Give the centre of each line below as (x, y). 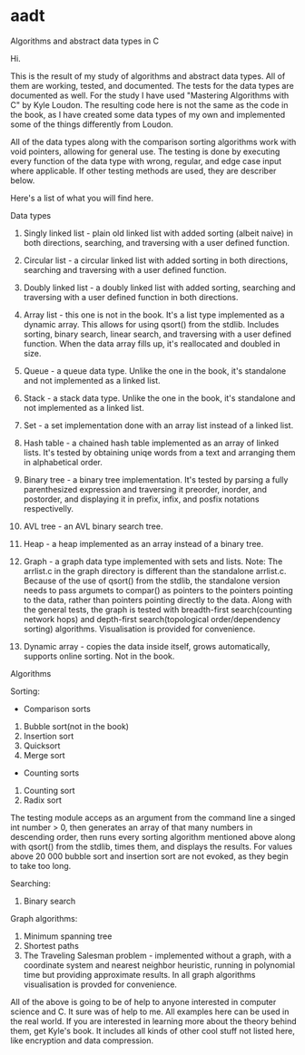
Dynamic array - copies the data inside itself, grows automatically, (147, 646)
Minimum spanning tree (68, 936)
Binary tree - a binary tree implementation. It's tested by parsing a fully (156, 479)
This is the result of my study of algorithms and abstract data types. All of (148, 76)
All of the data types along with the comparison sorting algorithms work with (153, 142)
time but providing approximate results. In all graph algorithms (139, 974)
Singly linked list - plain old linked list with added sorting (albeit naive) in (158, 233)
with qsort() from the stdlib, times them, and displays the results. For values (152, 846)
